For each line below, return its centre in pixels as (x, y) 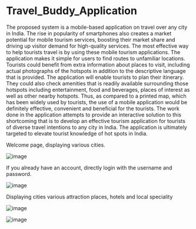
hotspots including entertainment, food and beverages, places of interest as (98, 89)
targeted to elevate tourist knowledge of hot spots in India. (77, 133)
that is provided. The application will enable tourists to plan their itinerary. (95, 77)
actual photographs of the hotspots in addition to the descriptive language (96, 71)
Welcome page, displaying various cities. (56, 145)
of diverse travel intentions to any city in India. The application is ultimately (97, 127)
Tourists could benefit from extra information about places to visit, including (98, 64)
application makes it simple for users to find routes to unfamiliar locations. (96, 58)
